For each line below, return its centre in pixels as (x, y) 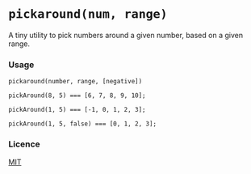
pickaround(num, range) (88, 14)
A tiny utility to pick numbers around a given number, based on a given (126, 35)
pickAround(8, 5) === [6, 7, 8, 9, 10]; (77, 95)
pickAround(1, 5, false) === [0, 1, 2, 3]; (83, 124)
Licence (24, 144)
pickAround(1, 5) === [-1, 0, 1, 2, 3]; (77, 110)
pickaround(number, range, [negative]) (75, 82)
